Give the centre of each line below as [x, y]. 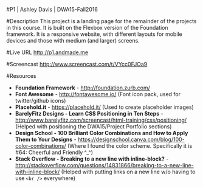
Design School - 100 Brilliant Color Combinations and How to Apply [101, 133]
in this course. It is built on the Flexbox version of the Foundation [87, 28]
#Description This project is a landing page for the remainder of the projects [101, 21]
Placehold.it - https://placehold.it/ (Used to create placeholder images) [105, 107]
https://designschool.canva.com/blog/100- [132, 139]
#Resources [21, 76]
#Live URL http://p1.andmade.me [47, 52]
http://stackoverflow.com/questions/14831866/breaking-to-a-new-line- [105, 165]
